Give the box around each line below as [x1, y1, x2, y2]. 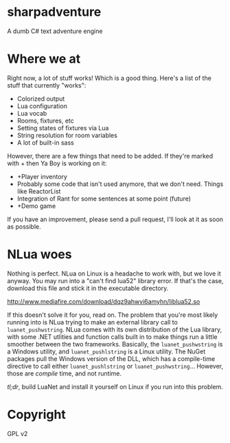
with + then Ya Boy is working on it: [7, 159, 107, 167]
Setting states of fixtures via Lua [16, 123, 109, 132]
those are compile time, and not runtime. [7, 369, 122, 378]
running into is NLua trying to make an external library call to [7, 318, 179, 326]
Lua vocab [16, 109, 47, 117]
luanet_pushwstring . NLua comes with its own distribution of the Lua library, [7, 325, 222, 333]
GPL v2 [7, 429, 28, 437]
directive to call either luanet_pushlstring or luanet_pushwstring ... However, [7, 362, 224, 370]
